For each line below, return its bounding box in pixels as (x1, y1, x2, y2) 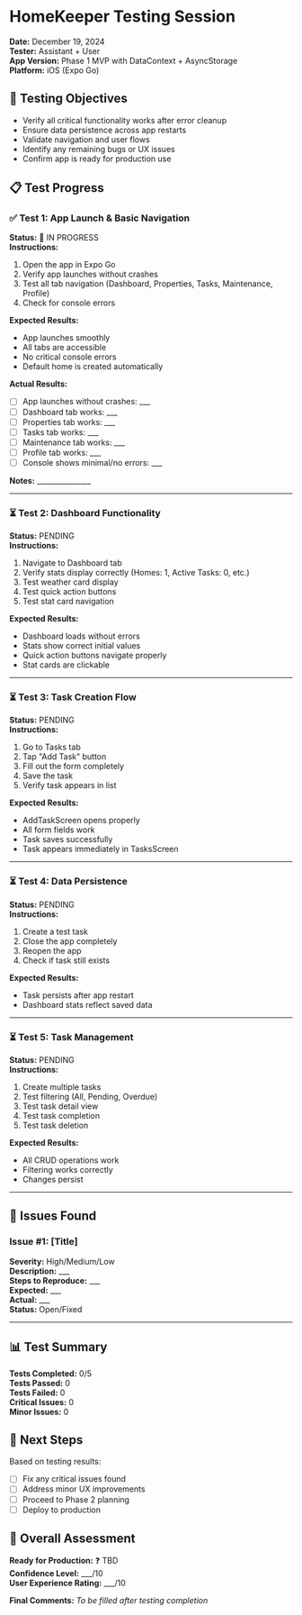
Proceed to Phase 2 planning (22, 1493, 130, 1505)
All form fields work (22, 824, 95, 835)
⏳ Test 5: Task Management (9, 1030, 134, 1043)
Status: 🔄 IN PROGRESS (9, 232, 99, 243)
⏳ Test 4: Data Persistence (9, 876, 129, 888)
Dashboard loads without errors (22, 631, 141, 641)
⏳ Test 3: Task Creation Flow (9, 691, 137, 703)
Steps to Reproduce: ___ (9, 1275, 101, 1285)
